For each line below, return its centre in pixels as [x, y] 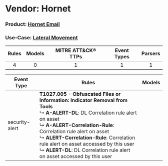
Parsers [151, 54]
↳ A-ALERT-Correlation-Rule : [77, 125]
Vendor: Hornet [38, 9]
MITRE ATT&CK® [76, 50]
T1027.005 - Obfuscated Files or [80, 94]
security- [19, 122]
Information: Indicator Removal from [83, 100]
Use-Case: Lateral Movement [42, 38]
